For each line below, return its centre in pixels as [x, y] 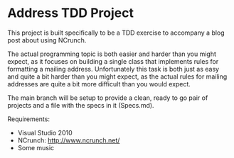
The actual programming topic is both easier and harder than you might [112, 54]
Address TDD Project [70, 13]
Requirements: [28, 119]
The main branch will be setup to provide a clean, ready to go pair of [108, 98]
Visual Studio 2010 [45, 132]
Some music [36, 147]
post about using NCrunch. [47, 40]
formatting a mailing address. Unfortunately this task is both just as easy [113, 69]
